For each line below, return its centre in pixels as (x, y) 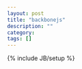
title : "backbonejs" (37, 20)
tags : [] (19, 39)
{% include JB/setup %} (41, 58)
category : (21, 32)
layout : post (26, 13)
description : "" (30, 26)
